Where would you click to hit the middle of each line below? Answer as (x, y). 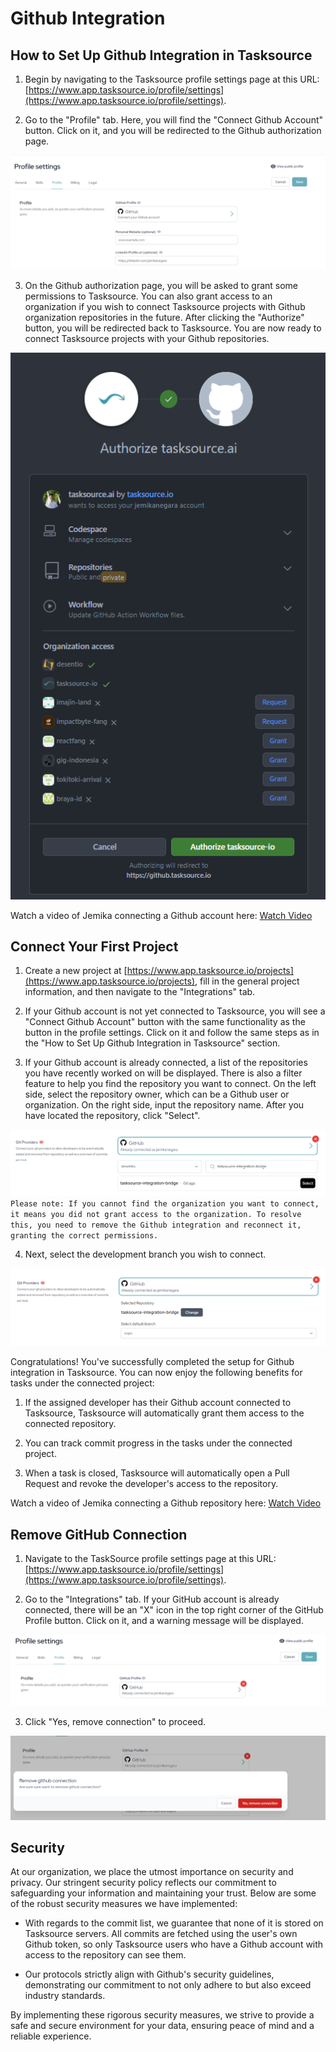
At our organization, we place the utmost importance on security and (152, 1872)
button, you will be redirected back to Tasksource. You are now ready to (173, 328)
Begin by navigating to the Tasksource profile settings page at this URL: (172, 79)
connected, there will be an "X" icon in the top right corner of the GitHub (174, 1610)
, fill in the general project (247, 981)
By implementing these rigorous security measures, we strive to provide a (162, 2015)
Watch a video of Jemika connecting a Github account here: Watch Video (161, 915)
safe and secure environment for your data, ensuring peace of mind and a (162, 2026)
